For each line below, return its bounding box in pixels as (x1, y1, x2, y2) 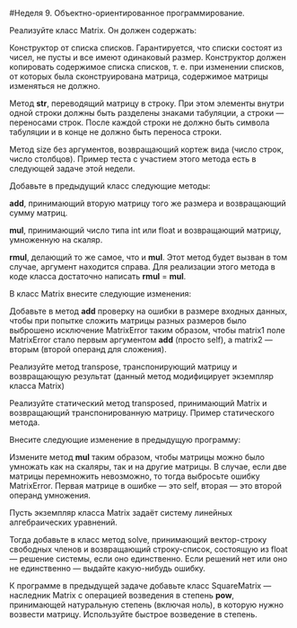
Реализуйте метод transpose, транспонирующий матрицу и (9, 361, 238, 372)
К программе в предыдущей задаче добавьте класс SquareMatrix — (9, 580, 272, 591)
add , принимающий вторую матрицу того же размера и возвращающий (9, 198, 287, 208)
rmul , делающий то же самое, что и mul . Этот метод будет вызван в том (9, 252, 288, 262)
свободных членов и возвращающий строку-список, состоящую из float (9, 544, 289, 554)
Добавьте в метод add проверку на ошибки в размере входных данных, (9, 305, 288, 316)
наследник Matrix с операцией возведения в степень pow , (9, 590, 235, 600)
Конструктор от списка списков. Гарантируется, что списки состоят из (9, 42, 283, 53)
